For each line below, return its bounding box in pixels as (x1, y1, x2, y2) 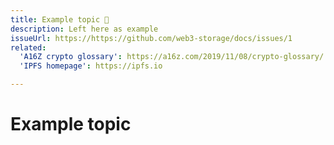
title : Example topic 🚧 (10, 14, 110, 25)
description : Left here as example (10, 24, 159, 34)
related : (10, 42, 47, 53)
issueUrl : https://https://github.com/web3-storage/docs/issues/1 (10, 33, 293, 43)
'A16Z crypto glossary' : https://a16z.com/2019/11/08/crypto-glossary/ (19, 52, 325, 62)
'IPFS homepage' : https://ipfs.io (19, 61, 163, 71)
